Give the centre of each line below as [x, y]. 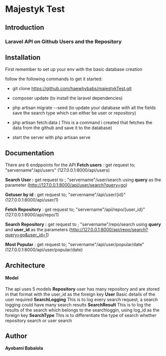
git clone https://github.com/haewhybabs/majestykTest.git [72, 89]
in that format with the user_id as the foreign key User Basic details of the [80, 294]
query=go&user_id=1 [26, 235]
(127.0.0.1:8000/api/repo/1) [32, 215]
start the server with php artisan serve [51, 138]
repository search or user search [39, 320]
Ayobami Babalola [24, 348]
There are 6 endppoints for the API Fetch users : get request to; [70, 165]
